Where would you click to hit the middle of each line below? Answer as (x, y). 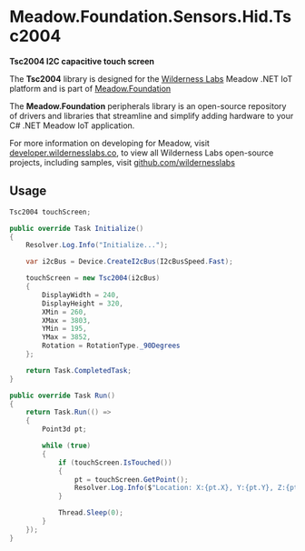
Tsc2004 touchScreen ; (50, 212)
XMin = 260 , (65, 312)
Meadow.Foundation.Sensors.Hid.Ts (151, 17)
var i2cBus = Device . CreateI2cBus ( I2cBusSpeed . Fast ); (129, 262)
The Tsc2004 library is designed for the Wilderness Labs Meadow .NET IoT (151, 78)
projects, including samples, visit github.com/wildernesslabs (123, 162)
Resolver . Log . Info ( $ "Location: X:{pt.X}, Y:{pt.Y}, (174, 488)
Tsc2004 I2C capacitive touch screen (82, 61)
